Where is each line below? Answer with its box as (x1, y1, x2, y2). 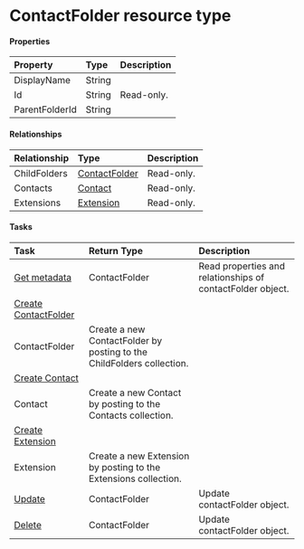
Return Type (89, 244, 143, 257)
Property (14, 59, 53, 71)
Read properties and (198, 260, 286, 272)
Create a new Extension (89, 450, 190, 462)
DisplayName (14, 74, 71, 87)
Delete (14, 518, 43, 531)
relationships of (198, 270, 265, 283)
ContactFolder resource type (9, 5, 232, 26)
